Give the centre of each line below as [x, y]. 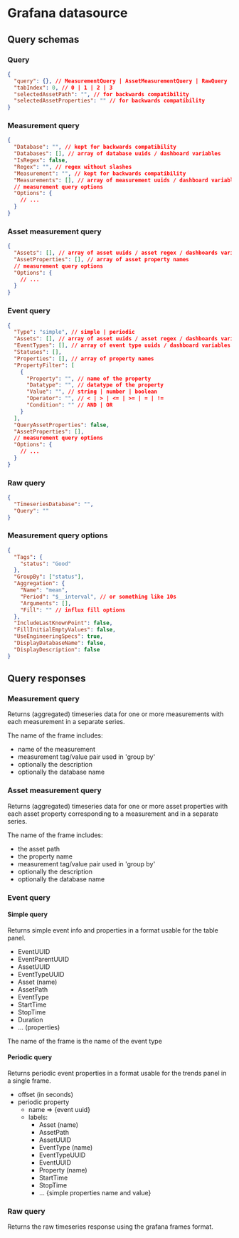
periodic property [43, 1102]
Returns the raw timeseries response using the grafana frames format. [110, 1227]
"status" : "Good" [46, 564]
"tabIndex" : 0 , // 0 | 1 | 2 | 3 [63, 88]
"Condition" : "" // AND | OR [69, 405]
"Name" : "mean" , [44, 590]
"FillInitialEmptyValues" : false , [65, 630]
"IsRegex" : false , [41, 161]
